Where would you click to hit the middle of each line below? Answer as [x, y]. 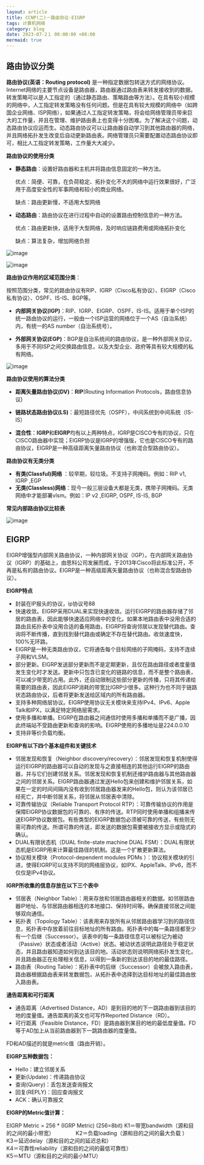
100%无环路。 [33, 641]
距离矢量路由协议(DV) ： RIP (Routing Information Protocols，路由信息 [100, 391]
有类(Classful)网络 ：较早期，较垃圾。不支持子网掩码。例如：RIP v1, [100, 473]
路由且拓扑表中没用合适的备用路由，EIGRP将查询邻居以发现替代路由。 [103, 626]
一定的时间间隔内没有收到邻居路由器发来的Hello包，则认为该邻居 [107, 789]
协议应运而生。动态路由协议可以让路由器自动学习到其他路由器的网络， [110, 128]
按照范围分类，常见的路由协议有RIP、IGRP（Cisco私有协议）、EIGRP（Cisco [101, 290]
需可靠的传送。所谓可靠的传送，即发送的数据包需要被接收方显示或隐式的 [105, 826]
